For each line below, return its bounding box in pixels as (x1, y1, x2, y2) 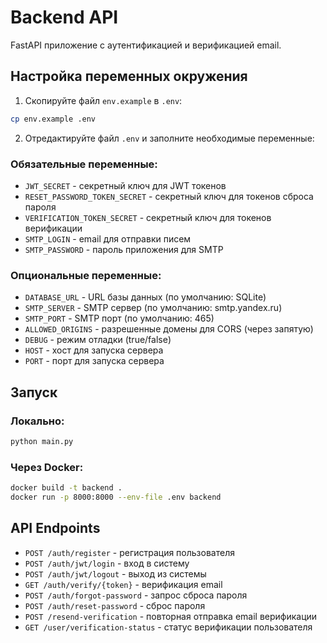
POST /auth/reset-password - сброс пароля (24, 599, 206, 611)
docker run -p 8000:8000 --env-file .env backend (10, 492, 222, 502)
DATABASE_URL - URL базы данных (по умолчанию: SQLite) (24, 291, 267, 303)
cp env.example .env (10, 114, 97, 124)
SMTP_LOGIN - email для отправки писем (24, 232, 192, 245)
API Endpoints (10, 520, 101, 537)
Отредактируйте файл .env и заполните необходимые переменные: (24, 132, 315, 144)
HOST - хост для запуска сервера (24, 344, 164, 356)
